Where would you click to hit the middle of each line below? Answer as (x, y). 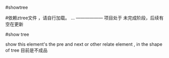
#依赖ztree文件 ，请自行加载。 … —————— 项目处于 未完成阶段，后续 (82, 18)
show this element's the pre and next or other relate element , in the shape (84, 44)
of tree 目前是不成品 (26, 50)
